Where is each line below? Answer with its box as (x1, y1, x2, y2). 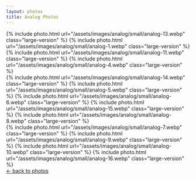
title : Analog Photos (6, 14, 59, 20)
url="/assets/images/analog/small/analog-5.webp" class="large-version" (6, 86, 183, 93)
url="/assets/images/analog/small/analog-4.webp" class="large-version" (6, 61, 183, 68)
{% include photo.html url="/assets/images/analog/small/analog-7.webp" (6, 124, 183, 131)
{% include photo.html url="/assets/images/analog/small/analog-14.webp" (6, 74, 185, 81)
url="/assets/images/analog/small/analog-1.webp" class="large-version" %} (6, 42, 190, 50)
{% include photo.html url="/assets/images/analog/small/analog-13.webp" (6, 30, 185, 37)
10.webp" (6, 148, 29, 155)
